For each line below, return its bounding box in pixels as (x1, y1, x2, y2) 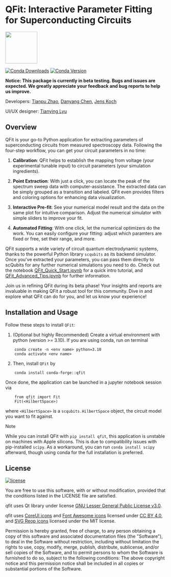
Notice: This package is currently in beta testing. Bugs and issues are (5, 78, 156, 84)
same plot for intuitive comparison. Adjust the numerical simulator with (12, 209, 162, 215)
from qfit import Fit (14, 394, 60, 399)
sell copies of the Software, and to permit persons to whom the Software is (5, 549, 163, 556)
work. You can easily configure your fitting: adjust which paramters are (12, 230, 162, 236)
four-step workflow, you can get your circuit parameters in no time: (5, 147, 146, 154)
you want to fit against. (5, 413, 54, 419)
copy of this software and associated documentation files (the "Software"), (5, 533, 163, 539)
